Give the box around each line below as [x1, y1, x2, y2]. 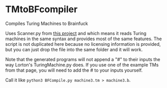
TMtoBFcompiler [5, 4, 78, 15]
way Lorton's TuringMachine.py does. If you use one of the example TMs [5, 62, 159, 68]
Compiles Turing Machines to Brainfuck [5, 20, 88, 26]
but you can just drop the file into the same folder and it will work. [5, 46, 143, 52]
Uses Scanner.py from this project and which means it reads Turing [5, 30, 147, 36]
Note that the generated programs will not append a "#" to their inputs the [5, 56, 160, 62]
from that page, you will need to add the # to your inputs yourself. [5, 67, 143, 73]
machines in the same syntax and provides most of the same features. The [5, 36, 162, 42]
